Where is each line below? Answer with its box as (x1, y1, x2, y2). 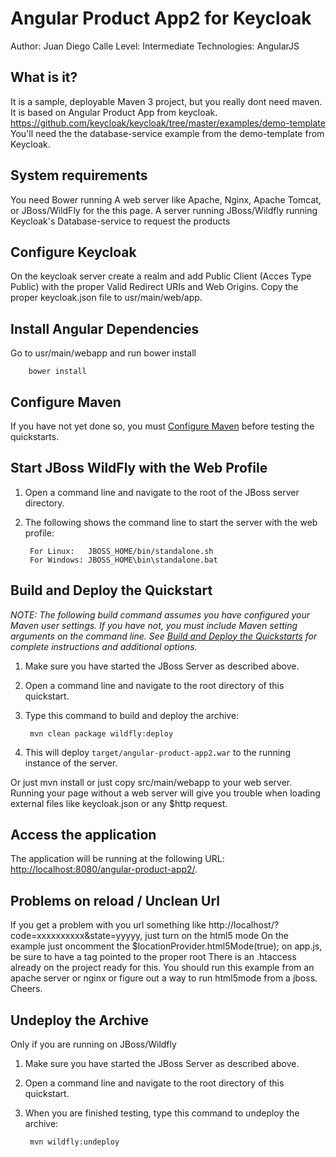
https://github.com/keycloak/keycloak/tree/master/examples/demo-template (10, 117, 326, 129)
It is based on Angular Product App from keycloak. (10, 106, 218, 118)
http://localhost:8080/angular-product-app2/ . (10, 863, 198, 876)
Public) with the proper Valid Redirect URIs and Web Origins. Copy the (10, 281, 299, 293)
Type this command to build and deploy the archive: (24, 709, 240, 721)
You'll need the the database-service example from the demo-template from (10, 127, 325, 139)
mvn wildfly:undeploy (29, 1137, 120, 1147)
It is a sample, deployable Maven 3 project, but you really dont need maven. (10, 95, 323, 107)
